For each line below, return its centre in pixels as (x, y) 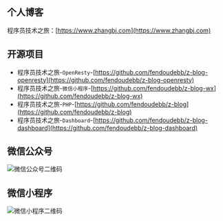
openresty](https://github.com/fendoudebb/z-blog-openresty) (106, 80)
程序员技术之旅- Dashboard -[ (56, 120)
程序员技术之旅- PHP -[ (47, 104)
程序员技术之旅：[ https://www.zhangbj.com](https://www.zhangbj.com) (109, 30)
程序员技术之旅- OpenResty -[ (56, 72)
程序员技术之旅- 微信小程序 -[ (55, 88)
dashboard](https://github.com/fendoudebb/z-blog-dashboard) (107, 128)
